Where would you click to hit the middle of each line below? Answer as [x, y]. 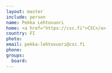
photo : [14, 39]
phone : [14, 50]
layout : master [25, 11]
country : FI [21, 34]
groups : [16, 55]
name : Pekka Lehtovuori [35, 22]
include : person [26, 17]
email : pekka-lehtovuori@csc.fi [45, 45]
